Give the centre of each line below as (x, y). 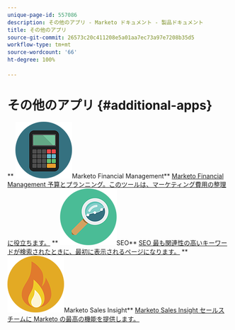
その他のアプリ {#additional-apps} (110, 105)
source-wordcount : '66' (42, 52)
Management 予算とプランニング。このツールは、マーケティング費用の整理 (117, 184)
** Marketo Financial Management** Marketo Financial (116, 176)
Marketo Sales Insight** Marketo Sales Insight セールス (144, 310)
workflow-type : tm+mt (39, 45)
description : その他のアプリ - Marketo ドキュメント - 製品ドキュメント (105, 22)
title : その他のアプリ (37, 30)
